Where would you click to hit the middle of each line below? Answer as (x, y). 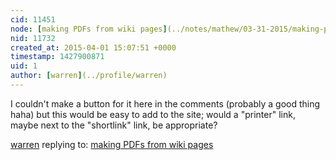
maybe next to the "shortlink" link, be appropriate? (114, 125)
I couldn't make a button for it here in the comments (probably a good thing (165, 103)
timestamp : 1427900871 (57, 57)
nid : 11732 (33, 38)
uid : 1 (24, 66)
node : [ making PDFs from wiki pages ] (89, 29)
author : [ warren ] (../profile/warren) (89, 76)
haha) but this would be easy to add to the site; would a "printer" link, (153, 114)
